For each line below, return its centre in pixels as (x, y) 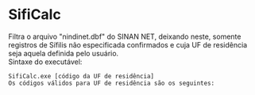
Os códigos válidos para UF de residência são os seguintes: (112, 83)
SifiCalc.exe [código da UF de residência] (81, 76)
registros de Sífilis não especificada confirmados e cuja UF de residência (128, 44)
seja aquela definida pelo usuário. (64, 53)
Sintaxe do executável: (45, 62)
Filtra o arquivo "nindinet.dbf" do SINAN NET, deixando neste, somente (125, 36)
